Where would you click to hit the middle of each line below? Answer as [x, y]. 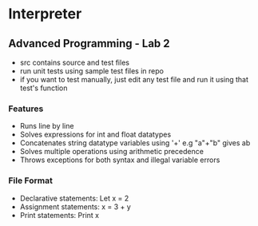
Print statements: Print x [60, 215]
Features [26, 109]
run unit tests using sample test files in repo [91, 71]
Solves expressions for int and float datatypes [95, 135]
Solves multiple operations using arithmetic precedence [111, 152]
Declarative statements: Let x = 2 [74, 198]
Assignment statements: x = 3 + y [75, 206]
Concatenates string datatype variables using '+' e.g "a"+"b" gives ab [135, 143]
